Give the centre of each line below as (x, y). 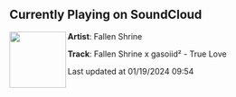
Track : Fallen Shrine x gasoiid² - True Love (147, 54)
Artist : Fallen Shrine (105, 36)
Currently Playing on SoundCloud (106, 15)
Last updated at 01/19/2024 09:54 (131, 71)
